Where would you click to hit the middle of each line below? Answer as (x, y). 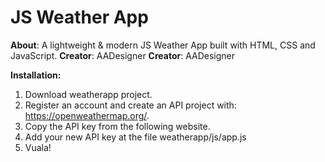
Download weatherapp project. (88, 94)
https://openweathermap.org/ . (87, 115)
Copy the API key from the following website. (117, 126)
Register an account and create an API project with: (130, 105)
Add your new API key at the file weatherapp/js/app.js (135, 137)
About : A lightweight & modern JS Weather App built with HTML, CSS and (163, 45)
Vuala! (38, 147)
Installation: (36, 75)
